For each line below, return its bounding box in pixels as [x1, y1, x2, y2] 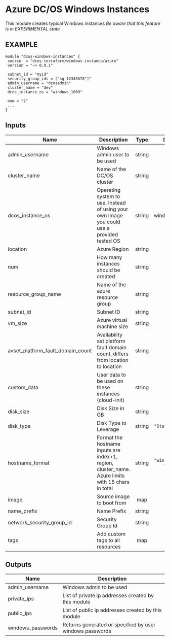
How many [97, 254, 122, 261]
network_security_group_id [8, 519, 72, 526]
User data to [97, 371, 126, 378]
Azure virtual [97, 316, 127, 323]
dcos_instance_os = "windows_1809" [7, 89, 82, 94]
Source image [97, 493, 130, 500]
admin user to [97, 151, 130, 158]
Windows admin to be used [62, 584, 127, 591]
